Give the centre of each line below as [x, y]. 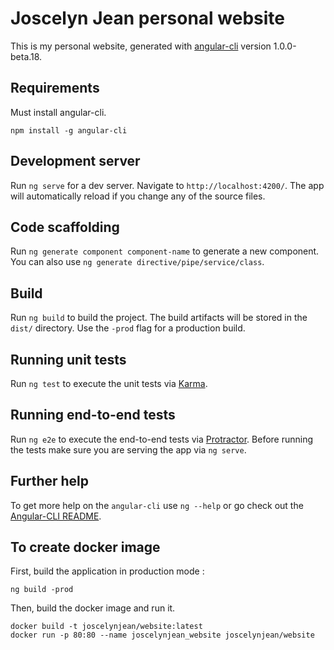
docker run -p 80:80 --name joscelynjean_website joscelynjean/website [162, 635]
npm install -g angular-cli [69, 130]
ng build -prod [42, 590]
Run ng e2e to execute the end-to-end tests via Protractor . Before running [162, 439]
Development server [75, 161]
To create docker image [85, 547]
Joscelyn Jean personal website [147, 18]
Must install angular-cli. [58, 112]
